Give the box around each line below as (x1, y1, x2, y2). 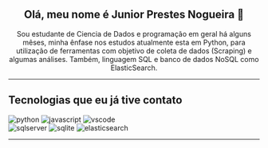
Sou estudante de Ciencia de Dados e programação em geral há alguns (17, 29, 251, 38)
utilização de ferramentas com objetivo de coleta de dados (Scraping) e (15, 45, 253, 56)
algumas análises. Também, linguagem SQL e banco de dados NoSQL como (9, 54, 259, 64)
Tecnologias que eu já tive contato (8, 93, 183, 107)
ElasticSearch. (110, 63, 158, 72)
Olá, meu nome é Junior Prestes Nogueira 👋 (23, 8, 245, 21)
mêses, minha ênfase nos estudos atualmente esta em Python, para (22, 37, 246, 47)
